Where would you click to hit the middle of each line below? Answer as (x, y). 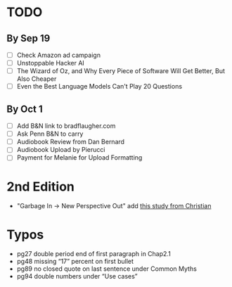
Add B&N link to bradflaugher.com (66, 126)
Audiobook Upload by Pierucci (61, 150)
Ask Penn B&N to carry (50, 134)
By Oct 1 (25, 109)
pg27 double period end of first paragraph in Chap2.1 (94, 254)
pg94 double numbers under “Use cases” (77, 276)
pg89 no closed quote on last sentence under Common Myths (107, 269)
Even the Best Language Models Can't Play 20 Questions (99, 87)
